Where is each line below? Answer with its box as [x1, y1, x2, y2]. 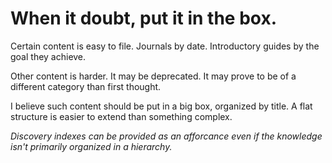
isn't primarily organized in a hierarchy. [10, 140, 173, 152]
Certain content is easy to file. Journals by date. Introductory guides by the [10, 40, 320, 52]
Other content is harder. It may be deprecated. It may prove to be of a [10, 70, 297, 82]
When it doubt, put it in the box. [10, 7, 277, 30]
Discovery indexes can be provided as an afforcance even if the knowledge [10, 130, 323, 142]
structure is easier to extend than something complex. [10, 110, 233, 122]
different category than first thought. [10, 80, 162, 92]
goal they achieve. [10, 50, 87, 62]
